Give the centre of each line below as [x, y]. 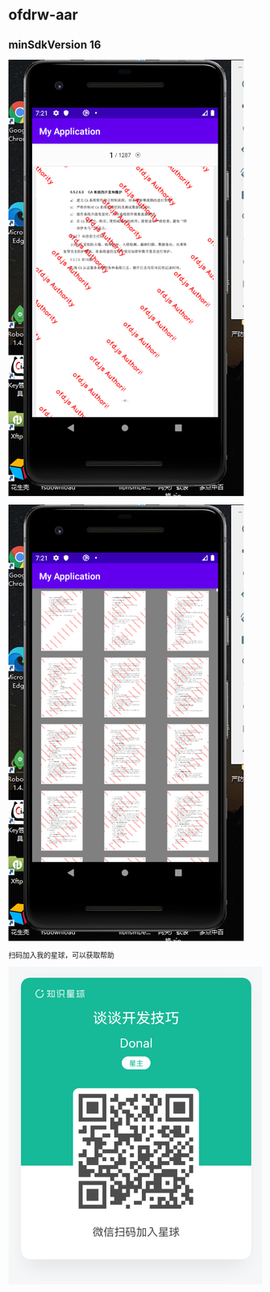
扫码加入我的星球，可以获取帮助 [61, 955]
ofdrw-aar [43, 15]
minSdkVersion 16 [55, 45]
